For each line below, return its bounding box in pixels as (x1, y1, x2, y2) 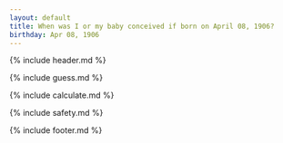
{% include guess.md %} (9, 72, 103, 83)
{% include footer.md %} (9, 125, 103, 136)
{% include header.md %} (9, 55, 106, 66)
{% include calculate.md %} (9, 90, 115, 100)
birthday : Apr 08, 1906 (9, 30, 100, 39)
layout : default (9, 13, 71, 23)
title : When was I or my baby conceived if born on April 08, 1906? (9, 22, 275, 31)
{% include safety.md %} (9, 108, 104, 119)
